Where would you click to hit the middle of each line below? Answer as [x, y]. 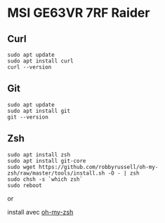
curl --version [29, 67]
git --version [28, 117]
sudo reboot [25, 185]
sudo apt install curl [40, 61]
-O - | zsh [124, 173]
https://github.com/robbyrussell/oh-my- [98, 167]
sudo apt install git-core [47, 161]
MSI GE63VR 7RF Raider [79, 13]
